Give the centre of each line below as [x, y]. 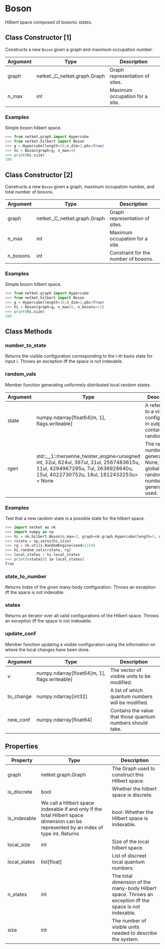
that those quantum [133, 716]
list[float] [52, 862]
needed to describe [135, 933]
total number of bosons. [29, 192]
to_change [20, 696]
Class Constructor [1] [38, 38]
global [152, 468]
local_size [19, 844]
